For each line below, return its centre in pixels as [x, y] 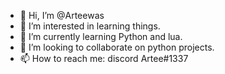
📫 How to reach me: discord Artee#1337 [104, 58]
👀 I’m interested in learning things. [90, 26]
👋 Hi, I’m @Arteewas [62, 15]
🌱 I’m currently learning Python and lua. [101, 36]
